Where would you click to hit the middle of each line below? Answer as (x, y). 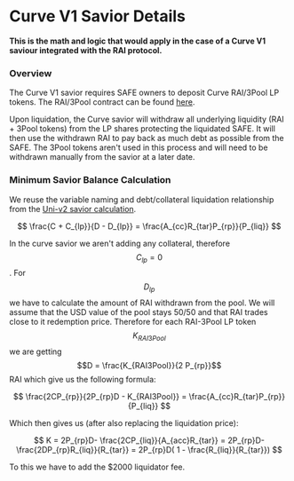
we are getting (36, 351)
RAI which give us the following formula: (83, 379)
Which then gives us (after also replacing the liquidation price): (124, 422)
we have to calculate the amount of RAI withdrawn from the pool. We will (142, 303)
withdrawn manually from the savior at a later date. (102, 157)
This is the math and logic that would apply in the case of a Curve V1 (138, 41)
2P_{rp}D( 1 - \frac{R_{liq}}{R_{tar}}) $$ (210, 449)
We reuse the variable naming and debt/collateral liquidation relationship (142, 199)
